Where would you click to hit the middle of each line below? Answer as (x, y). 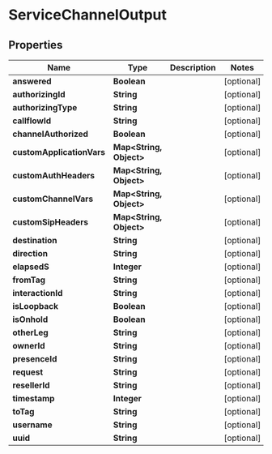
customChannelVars (53, 199)
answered (32, 81)
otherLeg (30, 332)
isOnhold (30, 319)
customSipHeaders (51, 222)
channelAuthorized (51, 134)
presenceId (35, 359)
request (28, 372)
